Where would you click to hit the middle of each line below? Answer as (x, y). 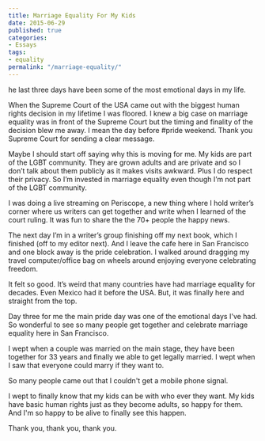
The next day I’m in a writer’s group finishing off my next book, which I (123, 235)
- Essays (23, 45)
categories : (28, 38)
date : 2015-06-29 (37, 23)
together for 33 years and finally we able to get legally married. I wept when (132, 356)
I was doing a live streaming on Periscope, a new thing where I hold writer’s (131, 203)
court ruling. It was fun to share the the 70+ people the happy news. (119, 219)
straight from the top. (43, 301)
